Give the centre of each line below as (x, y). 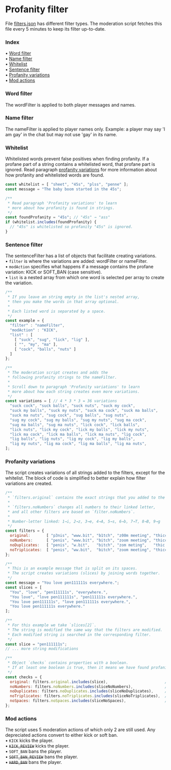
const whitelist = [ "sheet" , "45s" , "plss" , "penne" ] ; (67, 185)
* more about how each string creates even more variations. (74, 391)
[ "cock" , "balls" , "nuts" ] (45, 349)
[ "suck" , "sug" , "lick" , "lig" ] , (52, 340)
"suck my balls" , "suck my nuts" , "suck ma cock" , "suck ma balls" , (84, 411)
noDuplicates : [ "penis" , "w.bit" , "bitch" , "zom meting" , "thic (88, 545)
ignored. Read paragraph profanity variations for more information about (81, 170)
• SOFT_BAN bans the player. (34, 752)
